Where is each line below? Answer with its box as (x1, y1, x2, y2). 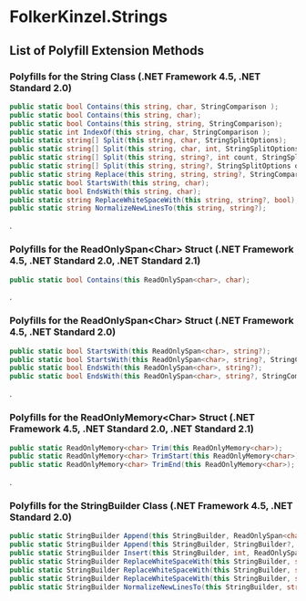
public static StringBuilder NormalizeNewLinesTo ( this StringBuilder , (9, 582, 283, 592)
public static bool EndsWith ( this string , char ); (9, 187, 202, 196)
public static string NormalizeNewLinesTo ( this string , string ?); (9, 203, 267, 213)
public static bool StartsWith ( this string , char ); (9, 178, 209, 188)
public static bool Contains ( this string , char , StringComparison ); (9, 102, 280, 111)
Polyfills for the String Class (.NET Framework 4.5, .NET (9, 70, 261, 83)
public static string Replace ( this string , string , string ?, (9, 170, 247, 179)
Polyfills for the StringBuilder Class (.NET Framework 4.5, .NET (9, 500, 293, 513)
